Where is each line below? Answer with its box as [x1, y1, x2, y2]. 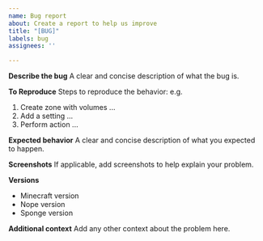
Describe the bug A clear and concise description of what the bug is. [8, 71, 240, 81]
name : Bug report [8, 11, 67, 20]
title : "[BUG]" [8, 27, 60, 35]
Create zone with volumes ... [19, 103, 116, 112]
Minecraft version [19, 191, 79, 201]
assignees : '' [8, 42, 57, 50]
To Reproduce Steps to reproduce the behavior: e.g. [8, 87, 184, 97]
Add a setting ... [19, 111, 74, 121]
